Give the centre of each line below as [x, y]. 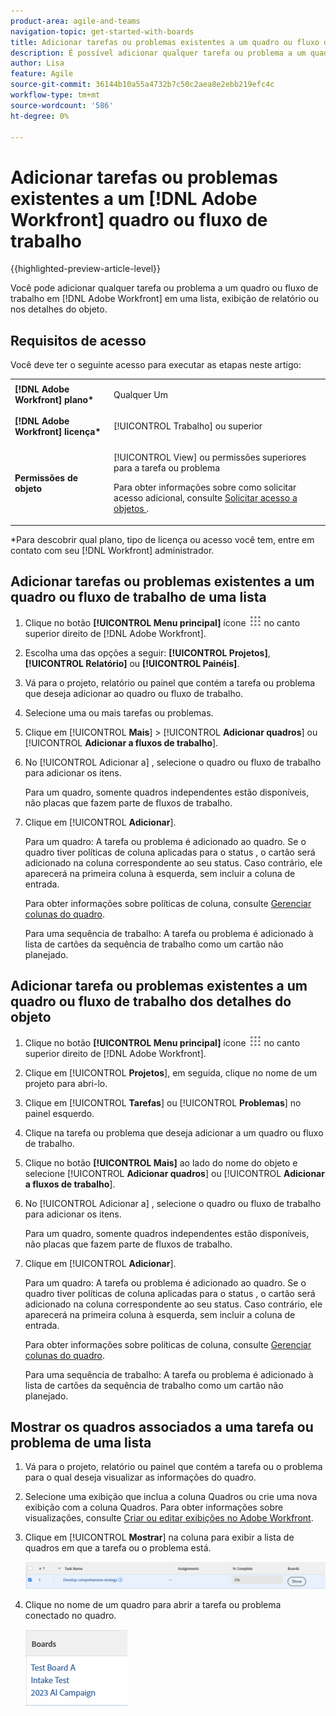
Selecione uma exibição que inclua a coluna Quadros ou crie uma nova [171, 1497]
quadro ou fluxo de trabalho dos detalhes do [151, 1001]
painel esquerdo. [59, 1113]
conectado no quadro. [70, 1616]
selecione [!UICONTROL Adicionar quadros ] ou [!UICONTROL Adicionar [174, 1173]
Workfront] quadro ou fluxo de [139, 219]
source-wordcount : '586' [62, 105]
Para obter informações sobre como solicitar [205, 487]
